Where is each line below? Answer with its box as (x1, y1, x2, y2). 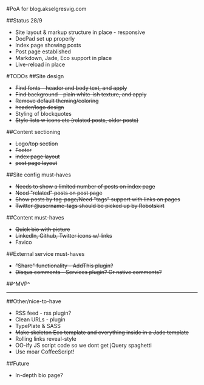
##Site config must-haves (6, 171, 72, 178)
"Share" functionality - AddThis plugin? (15, 262, 114, 269)
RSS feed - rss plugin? (15, 309, 72, 316)
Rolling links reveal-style (15, 335, 77, 342)
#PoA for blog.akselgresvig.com (6, 5, 87, 12)
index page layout (15, 153, 60, 160)
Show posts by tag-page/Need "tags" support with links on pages (15, 196, 180, 203)
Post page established (15, 48, 72, 55)
